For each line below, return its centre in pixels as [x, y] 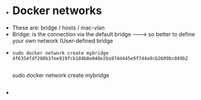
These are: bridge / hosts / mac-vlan [59, 28]
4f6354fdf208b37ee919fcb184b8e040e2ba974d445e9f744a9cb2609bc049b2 [100, 58]
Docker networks [57, 11]
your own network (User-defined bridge [63, 40]
